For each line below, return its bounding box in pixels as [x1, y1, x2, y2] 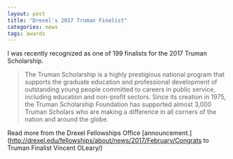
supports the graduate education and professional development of [24, 78, 218, 87]
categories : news [7, 23, 58, 30]
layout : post [7, 10, 46, 18]
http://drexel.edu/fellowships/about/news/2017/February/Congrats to [9, 136, 210, 145]
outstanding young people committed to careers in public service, [24, 85, 216, 94]
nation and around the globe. [24, 115, 109, 124]
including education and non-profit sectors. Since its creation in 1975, [24, 93, 227, 101]
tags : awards [7, 30, 46, 37]
